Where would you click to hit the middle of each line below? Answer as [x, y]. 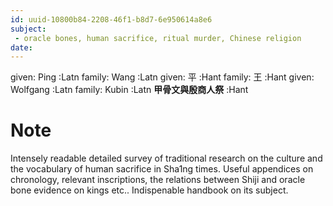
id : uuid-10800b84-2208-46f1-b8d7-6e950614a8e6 [111, 19]
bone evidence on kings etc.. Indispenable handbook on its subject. [149, 190]
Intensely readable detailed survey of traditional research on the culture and [166, 158]
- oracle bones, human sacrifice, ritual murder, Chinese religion [158, 38]
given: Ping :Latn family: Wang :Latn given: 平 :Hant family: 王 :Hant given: [162, 77]
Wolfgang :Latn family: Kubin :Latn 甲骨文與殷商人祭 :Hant [129, 90]
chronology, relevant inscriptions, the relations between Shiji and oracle [158, 180]
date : [21, 47]
